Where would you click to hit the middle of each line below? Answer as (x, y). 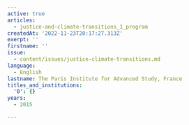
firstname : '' (28, 46)
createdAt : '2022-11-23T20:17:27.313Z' (65, 33)
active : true (26, 14)
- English (28, 72)
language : (22, 66)
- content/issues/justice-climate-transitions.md (87, 59)
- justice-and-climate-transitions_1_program (81, 27)
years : (17, 98)
